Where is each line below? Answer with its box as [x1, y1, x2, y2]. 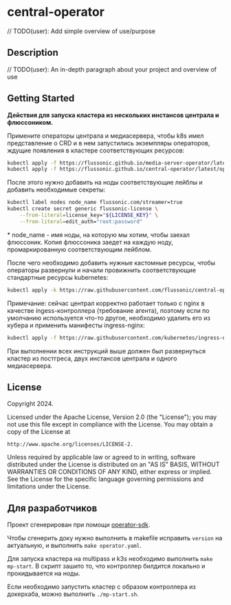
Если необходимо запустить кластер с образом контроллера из [7, 583, 196, 591]
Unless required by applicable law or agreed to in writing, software [7, 453, 196, 462]
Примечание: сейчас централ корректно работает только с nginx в [7, 299, 205, 307]
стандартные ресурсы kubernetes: [7, 273, 109, 281]
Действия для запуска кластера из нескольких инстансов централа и [7, 111, 219, 119]
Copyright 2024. [7, 400, 54, 408]
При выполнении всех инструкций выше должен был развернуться [7, 347, 206, 355]
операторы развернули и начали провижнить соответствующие [7, 266, 197, 274]
